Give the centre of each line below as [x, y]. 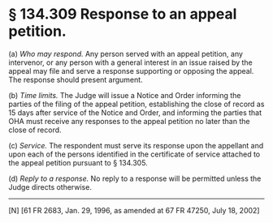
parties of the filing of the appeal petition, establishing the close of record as [136, 104]
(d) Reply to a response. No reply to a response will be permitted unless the [135, 178]
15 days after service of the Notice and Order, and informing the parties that [135, 112]
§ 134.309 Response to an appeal [123, 14]
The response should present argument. [76, 79]
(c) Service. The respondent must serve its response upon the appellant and [136, 145]
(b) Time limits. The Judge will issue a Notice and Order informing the [125, 95]
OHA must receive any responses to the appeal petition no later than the [129, 121]
